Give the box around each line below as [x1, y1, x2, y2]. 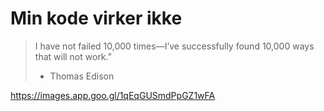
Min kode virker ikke [10, 7, 183, 30]
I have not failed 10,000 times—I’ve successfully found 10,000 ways [34, 40, 315, 52]
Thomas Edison [49, 70, 115, 82]
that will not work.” [34, 50, 112, 62]
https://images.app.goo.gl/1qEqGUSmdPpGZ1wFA [10, 89, 216, 101]
